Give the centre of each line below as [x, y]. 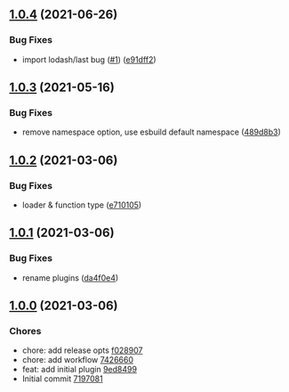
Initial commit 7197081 [63, 379]
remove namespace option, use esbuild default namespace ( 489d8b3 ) [152, 132]
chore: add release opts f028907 [82, 350]
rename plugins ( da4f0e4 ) [70, 278]
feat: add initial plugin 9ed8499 [80, 370]
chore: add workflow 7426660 [78, 360]
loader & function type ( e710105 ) [82, 205]
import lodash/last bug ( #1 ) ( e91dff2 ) [89, 59]
